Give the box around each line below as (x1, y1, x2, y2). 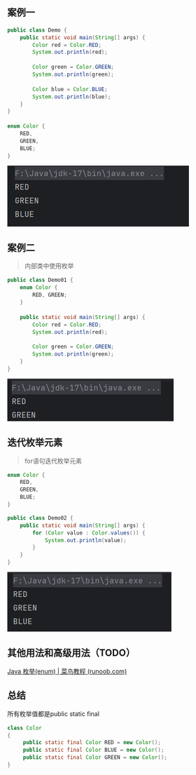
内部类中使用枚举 (24, 262, 74, 270)
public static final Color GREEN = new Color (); (22, 754, 168, 761)
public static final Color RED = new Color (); (22, 739, 161, 746)
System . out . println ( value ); (44, 537, 127, 544)
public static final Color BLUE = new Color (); (22, 746, 164, 754)
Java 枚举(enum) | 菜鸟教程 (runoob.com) (7, 667, 127, 675)
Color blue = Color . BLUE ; (32, 86, 108, 93)
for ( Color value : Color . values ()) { (32, 529, 146, 537)
